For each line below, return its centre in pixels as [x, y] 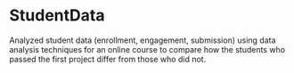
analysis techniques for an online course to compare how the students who [147, 49]
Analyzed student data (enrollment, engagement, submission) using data [143, 40]
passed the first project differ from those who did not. [108, 59]
